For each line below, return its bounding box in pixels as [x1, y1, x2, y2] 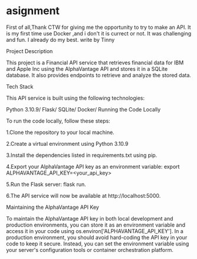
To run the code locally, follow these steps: [6, 117, 110, 124]
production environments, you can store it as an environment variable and [6, 221, 186, 228]
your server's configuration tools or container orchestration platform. [6, 246, 174, 253]
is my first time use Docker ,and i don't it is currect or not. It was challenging [6, 29, 192, 37]
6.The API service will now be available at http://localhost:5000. [6, 192, 161, 199]
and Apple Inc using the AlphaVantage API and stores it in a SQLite [6, 65, 168, 72]
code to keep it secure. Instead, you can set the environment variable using [6, 240, 189, 247]
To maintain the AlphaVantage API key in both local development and [6, 215, 173, 222]
